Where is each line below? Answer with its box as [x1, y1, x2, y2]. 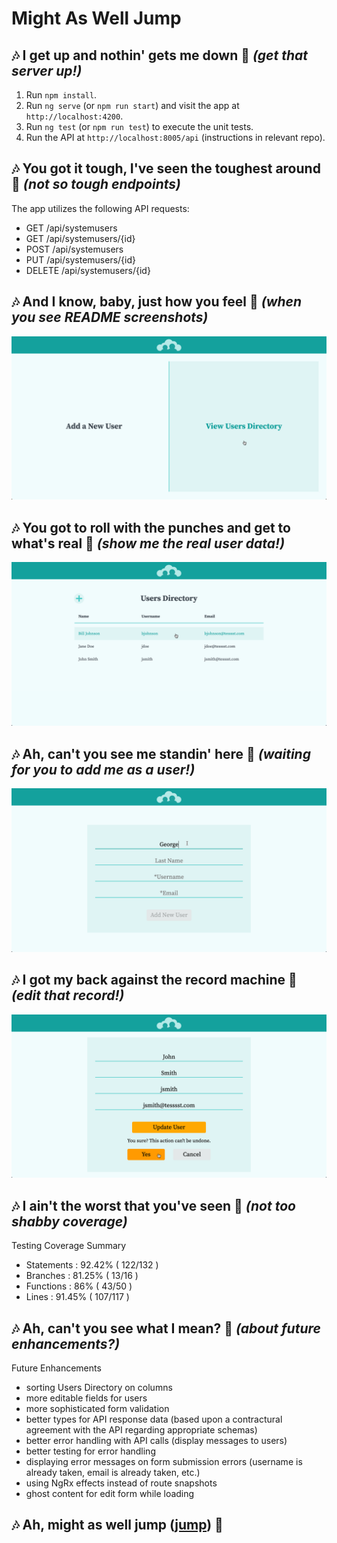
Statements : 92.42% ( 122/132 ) [25, 1259, 159, 1271]
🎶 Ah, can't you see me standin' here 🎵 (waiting [11, 745, 311, 762]
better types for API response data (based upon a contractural [25, 1413, 283, 1426]
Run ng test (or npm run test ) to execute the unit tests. [25, 121, 254, 132]
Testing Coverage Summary [11, 1240, 127, 1252]
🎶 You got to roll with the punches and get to [11, 519, 291, 536]
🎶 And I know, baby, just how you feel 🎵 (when [11, 293, 303, 311]
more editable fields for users [25, 1392, 148, 1404]
